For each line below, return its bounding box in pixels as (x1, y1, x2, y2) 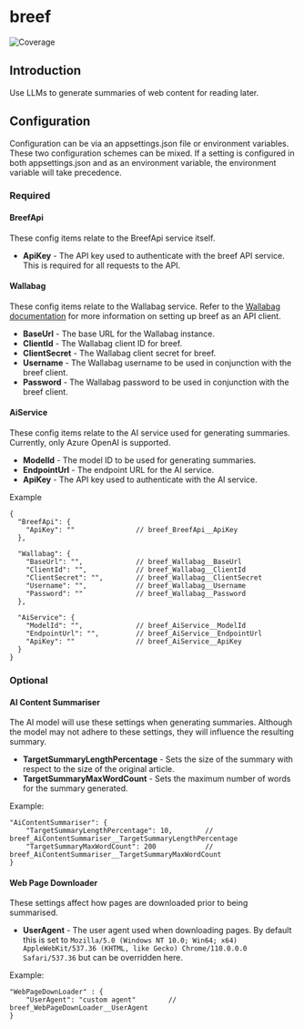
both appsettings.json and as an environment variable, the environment (9, 157, 277, 168)
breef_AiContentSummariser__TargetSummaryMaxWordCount (9, 850, 222, 859)
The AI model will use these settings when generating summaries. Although (9, 717, 293, 728)
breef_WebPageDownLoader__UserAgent (9, 1003, 148, 1013)
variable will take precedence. (9, 167, 123, 178)
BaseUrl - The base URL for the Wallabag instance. (22, 328, 216, 339)
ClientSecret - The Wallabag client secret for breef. (22, 347, 217, 358)
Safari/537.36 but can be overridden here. (22, 952, 184, 963)
